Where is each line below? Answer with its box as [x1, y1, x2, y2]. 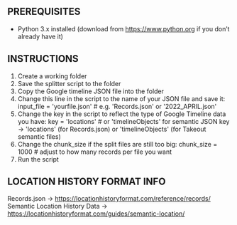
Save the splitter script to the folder [17, 79, 121, 88]
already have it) [17, 32, 64, 41]
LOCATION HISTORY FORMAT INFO [7, 176, 166, 188]
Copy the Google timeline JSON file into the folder [17, 87, 165, 95]
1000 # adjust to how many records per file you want [17, 147, 172, 156]
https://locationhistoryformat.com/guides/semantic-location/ [7, 209, 185, 218]
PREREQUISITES [7, 6, 81, 18]
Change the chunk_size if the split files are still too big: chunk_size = [17, 140, 218, 148]
